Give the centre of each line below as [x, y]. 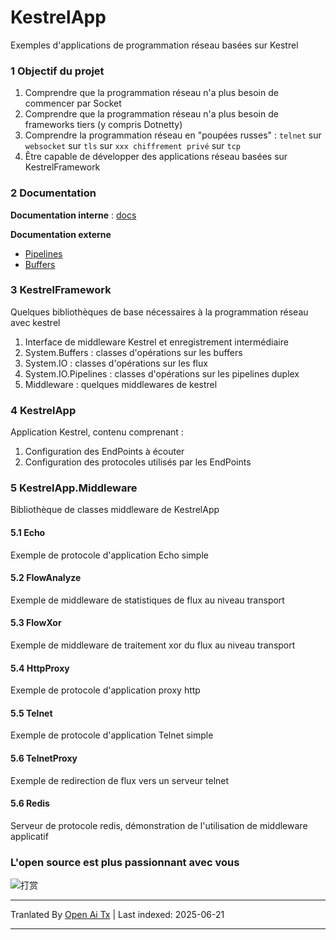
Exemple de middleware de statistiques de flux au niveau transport [147, 600]
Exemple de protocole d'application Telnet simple [112, 735]
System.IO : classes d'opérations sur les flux [116, 363]
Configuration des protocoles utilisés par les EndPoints [138, 462]
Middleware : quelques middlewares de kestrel [121, 384]
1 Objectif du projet [57, 71]
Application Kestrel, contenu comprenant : [97, 432]
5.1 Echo [28, 533]
